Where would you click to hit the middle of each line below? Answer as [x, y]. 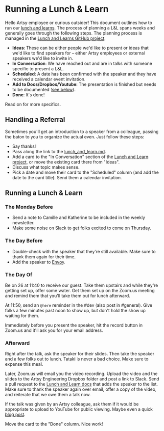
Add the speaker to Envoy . [39, 262]
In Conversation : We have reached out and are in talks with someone [82, 63]
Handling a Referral [35, 120]
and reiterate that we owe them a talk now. [48, 395]
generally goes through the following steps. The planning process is [74, 33]
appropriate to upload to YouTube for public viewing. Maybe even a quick [79, 409]
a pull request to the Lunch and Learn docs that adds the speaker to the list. [82, 384]
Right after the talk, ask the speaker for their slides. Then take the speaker [80, 354]
